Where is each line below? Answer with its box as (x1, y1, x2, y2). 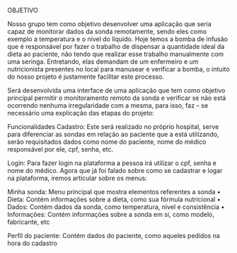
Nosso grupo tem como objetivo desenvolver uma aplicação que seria (7, 20, 212, 28)
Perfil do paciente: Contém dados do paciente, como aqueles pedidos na (7, 232, 221, 240)
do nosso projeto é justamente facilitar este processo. (7, 72, 165, 81)
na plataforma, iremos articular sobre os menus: (7, 174, 147, 182)
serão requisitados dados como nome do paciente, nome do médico (7, 137, 207, 146)
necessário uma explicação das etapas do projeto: (7, 109, 154, 117)
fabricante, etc (7, 218, 50, 226)
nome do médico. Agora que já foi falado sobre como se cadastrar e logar (7, 167, 223, 174)
